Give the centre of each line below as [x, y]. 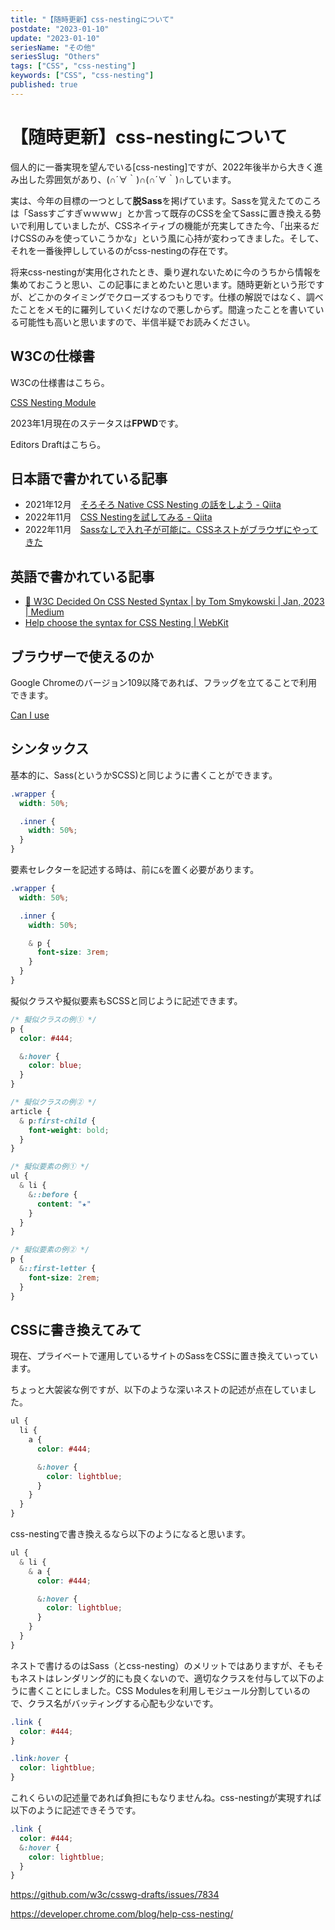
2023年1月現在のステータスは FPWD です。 [97, 423]
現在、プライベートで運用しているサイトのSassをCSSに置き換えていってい [164, 1356]
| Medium [44, 612]
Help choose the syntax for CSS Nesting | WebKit [126, 623]
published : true [44, 85]
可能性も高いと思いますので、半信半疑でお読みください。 [137, 322]
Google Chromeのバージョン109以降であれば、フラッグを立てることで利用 [164, 682]
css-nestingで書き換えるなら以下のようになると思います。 [131, 1534]
